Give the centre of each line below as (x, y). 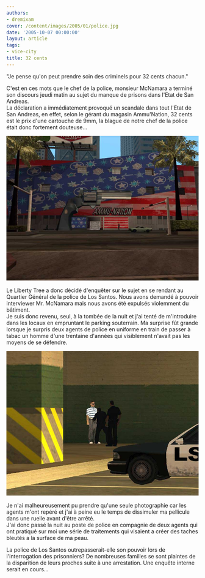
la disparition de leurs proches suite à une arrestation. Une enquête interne (101, 563)
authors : (17, 13)
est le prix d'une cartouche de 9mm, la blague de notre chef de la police (97, 121)
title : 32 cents (27, 58)
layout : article (27, 39)
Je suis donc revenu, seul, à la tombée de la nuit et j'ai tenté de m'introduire (102, 316)
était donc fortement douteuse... (47, 127)
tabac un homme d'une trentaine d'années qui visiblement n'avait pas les (98, 336)
